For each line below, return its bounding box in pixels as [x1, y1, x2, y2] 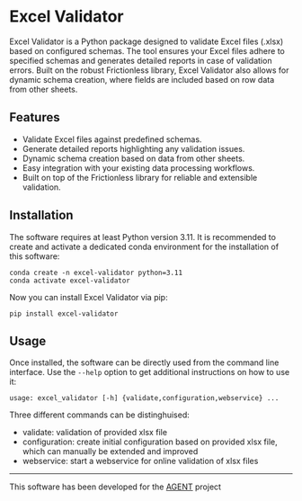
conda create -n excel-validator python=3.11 [9, 268, 182, 277]
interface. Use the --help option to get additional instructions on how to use [9, 367, 290, 378]
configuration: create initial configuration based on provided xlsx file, [22, 436, 279, 447]
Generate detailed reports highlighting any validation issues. [22, 143, 245, 154]
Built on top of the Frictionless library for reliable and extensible [22, 172, 258, 183]
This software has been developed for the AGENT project [9, 481, 222, 492]
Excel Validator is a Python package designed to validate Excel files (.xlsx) [9, 36, 284, 47]
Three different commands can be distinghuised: [9, 409, 191, 420]
